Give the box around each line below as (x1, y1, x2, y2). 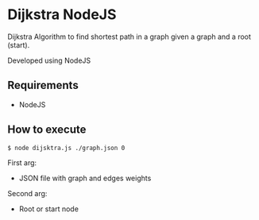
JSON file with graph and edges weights (18, 173, 152, 183)
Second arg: (7, 188, 48, 198)
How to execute (7, 123, 87, 137)
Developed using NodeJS (7, 56, 91, 65)
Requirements (7, 79, 79, 92)
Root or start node (18, 204, 79, 214)
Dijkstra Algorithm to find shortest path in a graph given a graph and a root (7, 32, 252, 41)
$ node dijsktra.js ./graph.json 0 (7, 144, 126, 152)
